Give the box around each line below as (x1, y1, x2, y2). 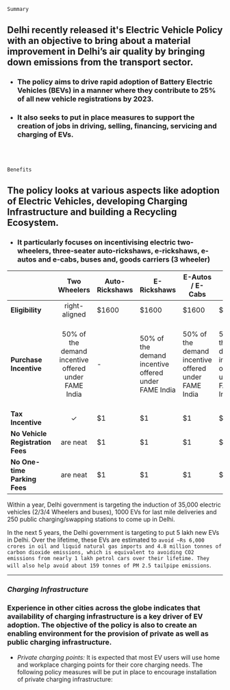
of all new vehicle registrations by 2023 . (16, 94, 154, 104)
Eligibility (10, 306, 42, 315)
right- (64, 301, 84, 311)
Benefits (7, 166, 32, 173)
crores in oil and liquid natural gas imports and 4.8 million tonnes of (7, 543, 222, 550)
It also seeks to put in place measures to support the (16, 113, 195, 122)
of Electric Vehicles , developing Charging (7, 196, 188, 207)
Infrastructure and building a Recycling (7, 206, 177, 218)
